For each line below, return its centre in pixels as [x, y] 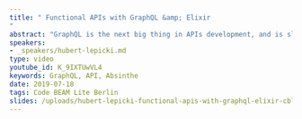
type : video [31, 59]
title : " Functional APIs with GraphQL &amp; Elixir [110, 17]
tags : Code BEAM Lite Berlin [64, 92]
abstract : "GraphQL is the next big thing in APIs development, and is [146, 34]
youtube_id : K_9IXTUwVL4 [56, 68]
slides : [24, 101]
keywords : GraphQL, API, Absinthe [74, 76]
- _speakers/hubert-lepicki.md [68, 51]
